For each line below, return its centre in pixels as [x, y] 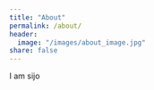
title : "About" [38, 17]
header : [24, 34]
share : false [34, 51]
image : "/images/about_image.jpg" [81, 42]
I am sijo [25, 76]
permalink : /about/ [46, 26]
